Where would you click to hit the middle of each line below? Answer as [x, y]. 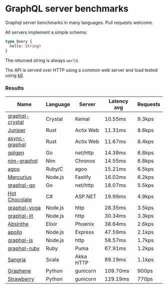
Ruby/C [54, 169]
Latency [118, 101]
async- [16, 138]
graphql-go [21, 185]
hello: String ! [25, 46]
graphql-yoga [24, 207]
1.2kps [145, 248]
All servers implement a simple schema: [46, 32]
